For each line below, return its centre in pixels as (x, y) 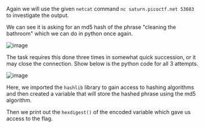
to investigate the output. (38, 15)
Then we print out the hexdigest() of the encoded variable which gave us (98, 112)
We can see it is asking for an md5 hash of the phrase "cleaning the (91, 27)
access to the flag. (30, 119)
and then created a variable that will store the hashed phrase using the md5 (101, 94)
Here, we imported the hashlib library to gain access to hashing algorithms (100, 87)
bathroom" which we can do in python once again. (69, 34)
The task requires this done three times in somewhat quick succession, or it (101, 57)
